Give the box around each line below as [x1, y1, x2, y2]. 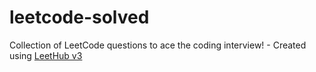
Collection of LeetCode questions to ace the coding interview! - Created [9, 39, 307, 51]
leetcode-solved [9, 6, 150, 29]
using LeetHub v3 [9, 49, 83, 61]
